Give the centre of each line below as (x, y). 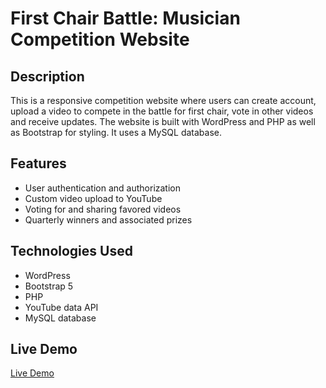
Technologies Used (71, 251)
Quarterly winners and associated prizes (108, 219)
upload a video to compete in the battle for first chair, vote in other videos (162, 111)
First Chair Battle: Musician (125, 18)
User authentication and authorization (103, 188)
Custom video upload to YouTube (93, 198)
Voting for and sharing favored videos (103, 209)
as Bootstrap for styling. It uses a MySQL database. (116, 132)
